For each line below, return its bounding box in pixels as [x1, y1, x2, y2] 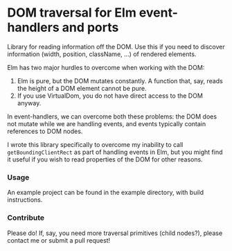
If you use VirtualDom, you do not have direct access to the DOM [17, 92, 203, 100]
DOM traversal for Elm [7, 5, 136, 21]
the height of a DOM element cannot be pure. [17, 84, 147, 92]
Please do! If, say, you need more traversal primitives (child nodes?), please [7, 229, 223, 237]
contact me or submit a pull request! [7, 236, 111, 244]
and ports [62, 19, 119, 35]
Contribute [7, 213, 45, 223]
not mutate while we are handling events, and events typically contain [7, 119, 206, 128]
